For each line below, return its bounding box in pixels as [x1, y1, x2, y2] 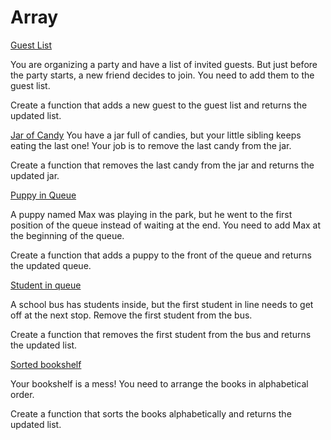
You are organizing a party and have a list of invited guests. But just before [10, 58, 318, 70]
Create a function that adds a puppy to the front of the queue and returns [10, 249, 312, 261]
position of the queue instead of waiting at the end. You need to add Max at [10, 219, 322, 231]
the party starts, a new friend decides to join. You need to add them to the [10, 69, 315, 81]
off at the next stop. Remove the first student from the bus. [10, 309, 253, 321]
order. [10, 388, 35, 400]
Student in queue [10, 279, 82, 291]
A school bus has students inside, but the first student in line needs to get [10, 298, 314, 310]
